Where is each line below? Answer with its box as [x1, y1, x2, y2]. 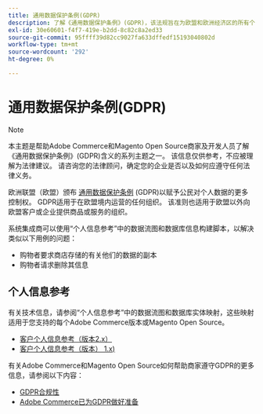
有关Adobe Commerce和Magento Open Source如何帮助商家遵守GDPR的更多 [8, 361, 255, 370]
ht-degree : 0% [8, 56, 55, 64]
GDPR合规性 [19, 387, 60, 397]
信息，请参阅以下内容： [8, 370, 84, 379]
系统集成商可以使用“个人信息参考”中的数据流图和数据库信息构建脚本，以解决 [8, 223, 254, 233]
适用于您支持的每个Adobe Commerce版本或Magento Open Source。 [8, 317, 229, 327]
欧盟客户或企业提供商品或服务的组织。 [8, 207, 131, 216]
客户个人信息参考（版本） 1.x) [19, 343, 116, 354]
